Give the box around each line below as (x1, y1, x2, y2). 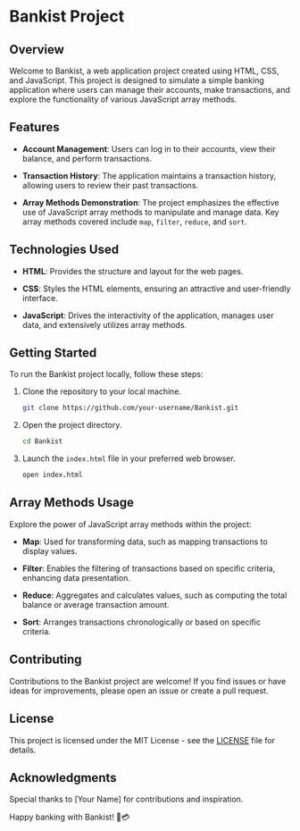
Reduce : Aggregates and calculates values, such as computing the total (21, 590, 287, 600)
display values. (21, 545, 78, 556)
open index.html (21, 471, 83, 480)
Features (9, 120, 60, 135)
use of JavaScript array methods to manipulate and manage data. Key (21, 206, 279, 217)
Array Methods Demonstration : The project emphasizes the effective (21, 197, 279, 207)
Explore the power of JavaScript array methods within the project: (9, 518, 252, 529)
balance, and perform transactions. (21, 153, 153, 164)
